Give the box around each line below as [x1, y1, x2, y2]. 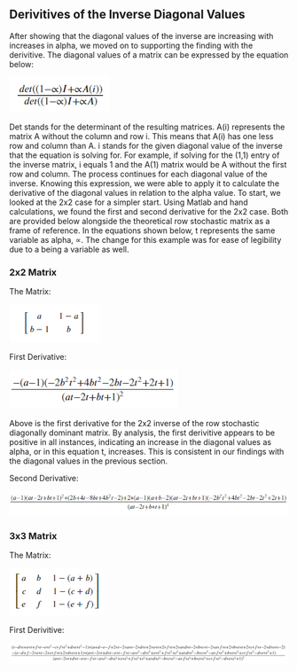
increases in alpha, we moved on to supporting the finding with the [9, 40, 254, 51]
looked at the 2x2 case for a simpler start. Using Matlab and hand [9, 197, 248, 207]
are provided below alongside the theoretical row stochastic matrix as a [9, 215, 270, 226]
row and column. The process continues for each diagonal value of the [9, 168, 268, 179]
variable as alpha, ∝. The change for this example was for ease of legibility [9, 234, 282, 245]
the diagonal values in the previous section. [9, 456, 168, 466]
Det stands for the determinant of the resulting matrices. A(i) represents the [9, 121, 285, 132]
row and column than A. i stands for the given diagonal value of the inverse [9, 140, 284, 151]
